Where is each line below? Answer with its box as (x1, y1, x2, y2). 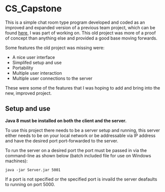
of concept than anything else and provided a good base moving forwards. (5, 35, 158, 41)
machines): (5, 158, 28, 164)
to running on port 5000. (5, 181, 55, 187)
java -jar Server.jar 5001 (5, 167, 61, 172)
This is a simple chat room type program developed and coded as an (5, 19, 145, 25)
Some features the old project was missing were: (5, 45, 105, 50)
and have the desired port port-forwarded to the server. (5, 138, 119, 144)
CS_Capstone (5, 3, 62, 14)
